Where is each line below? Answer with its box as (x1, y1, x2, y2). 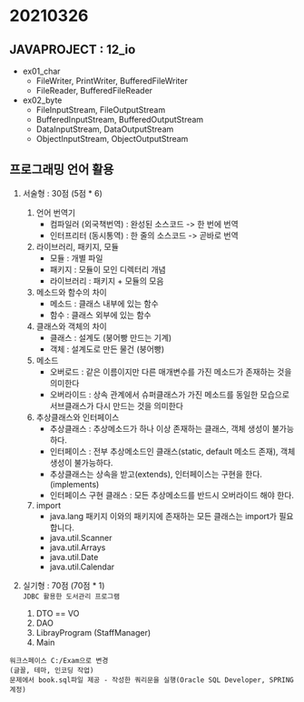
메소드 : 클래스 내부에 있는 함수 (49, 297, 159, 309)
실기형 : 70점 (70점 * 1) (22, 579, 105, 591)
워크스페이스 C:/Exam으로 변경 (9, 656, 109, 665)
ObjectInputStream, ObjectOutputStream (35, 134, 189, 144)
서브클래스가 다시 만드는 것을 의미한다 (49, 400, 184, 411)
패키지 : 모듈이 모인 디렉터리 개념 (49, 264, 166, 275)
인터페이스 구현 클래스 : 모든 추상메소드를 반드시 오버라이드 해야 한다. (49, 489, 295, 500)
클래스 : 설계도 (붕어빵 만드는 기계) (49, 332, 172, 343)
